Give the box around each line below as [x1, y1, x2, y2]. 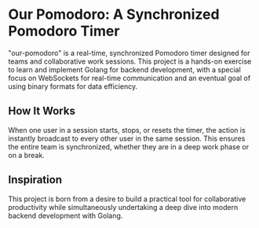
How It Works [8, 105, 76, 118]
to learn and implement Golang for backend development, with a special [8, 64, 241, 74]
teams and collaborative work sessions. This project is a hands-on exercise [8, 57, 252, 66]
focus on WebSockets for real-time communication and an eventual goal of [8, 73, 251, 83]
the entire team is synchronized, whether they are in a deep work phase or [8, 142, 250, 151]
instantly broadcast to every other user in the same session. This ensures [8, 134, 246, 143]
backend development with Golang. [8, 211, 123, 220]
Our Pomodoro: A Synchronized [8, 6, 220, 24]
